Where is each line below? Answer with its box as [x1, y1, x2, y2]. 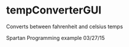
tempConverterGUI [6, 4, 102, 17]
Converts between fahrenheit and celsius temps [6, 23, 123, 30]
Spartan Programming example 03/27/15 [6, 34, 105, 41]
